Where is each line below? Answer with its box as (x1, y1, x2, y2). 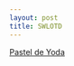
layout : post (9, 13, 59, 23)
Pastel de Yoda (9, 46, 66, 57)
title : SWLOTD (9, 22, 63, 31)
